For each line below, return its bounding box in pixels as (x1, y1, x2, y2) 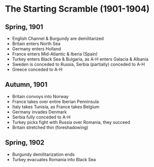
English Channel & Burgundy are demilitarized (12, 35, 104, 41)
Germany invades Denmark (12, 109, 67, 115)
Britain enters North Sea (12, 41, 61, 47)
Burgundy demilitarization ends (12, 151, 75, 157)
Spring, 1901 (5, 23, 43, 31)
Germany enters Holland (12, 46, 61, 51)
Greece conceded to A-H (12, 67, 63, 72)
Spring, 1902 (5, 138, 45, 147)
